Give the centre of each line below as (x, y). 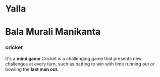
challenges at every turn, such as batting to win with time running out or (80, 64)
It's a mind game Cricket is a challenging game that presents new (74, 58)
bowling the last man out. (32, 69)
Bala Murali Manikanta (53, 32)
